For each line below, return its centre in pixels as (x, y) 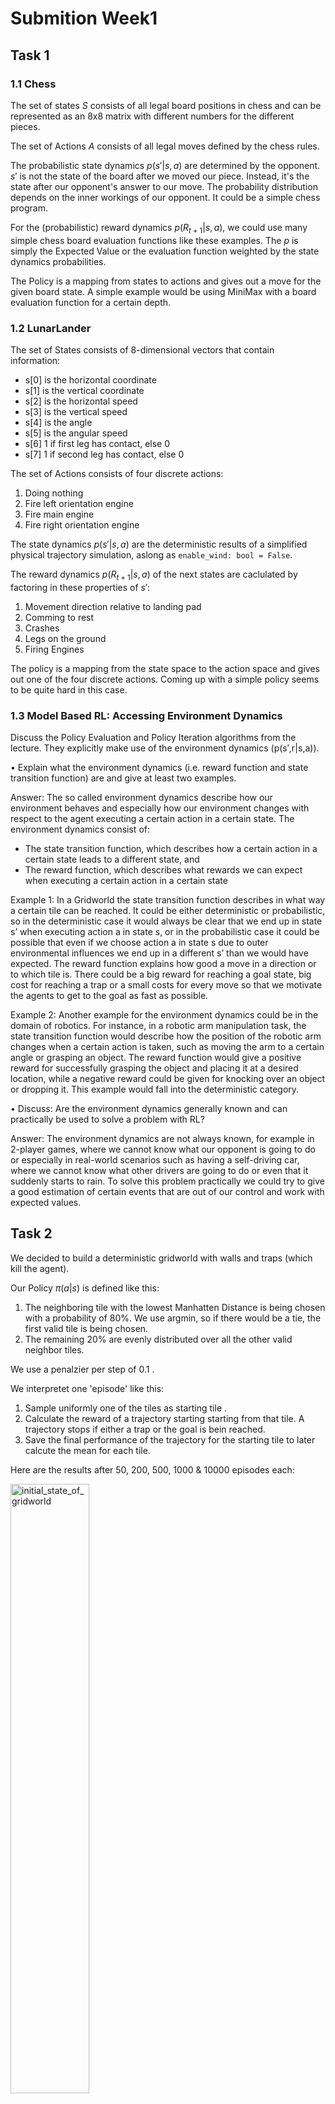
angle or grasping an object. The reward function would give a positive (156, 1058)
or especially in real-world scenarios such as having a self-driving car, (155, 1160)
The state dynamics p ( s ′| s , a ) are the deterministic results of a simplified (159, 544)
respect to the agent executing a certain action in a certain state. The (152, 819)
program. (29, 208)
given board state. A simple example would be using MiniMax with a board (163, 291)
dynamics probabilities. (58, 261)
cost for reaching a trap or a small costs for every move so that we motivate (166, 985)
